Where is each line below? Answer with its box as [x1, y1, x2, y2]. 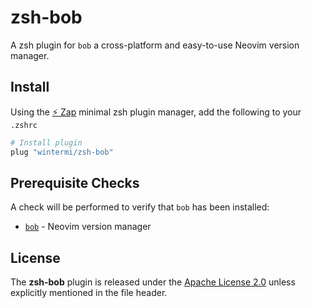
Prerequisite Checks [10, 174, 140, 191]
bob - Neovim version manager [24, 221, 152, 233]
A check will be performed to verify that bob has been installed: [10, 201, 270, 213]
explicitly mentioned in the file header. [10, 287, 168, 299]
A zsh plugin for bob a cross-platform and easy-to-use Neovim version [10, 39, 300, 51]
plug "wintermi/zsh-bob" [10, 147, 114, 157]
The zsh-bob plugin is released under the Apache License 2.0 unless [10, 276, 296, 288]
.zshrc [10, 120, 38, 130]
